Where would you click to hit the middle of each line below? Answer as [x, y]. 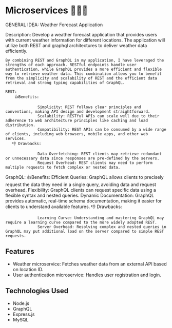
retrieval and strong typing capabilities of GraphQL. [65, 83]
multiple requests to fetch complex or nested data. [63, 167]
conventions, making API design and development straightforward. [78, 111]
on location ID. [28, 269]
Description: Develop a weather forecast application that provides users [81, 34]
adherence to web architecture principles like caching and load [77, 120]
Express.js [24, 314]
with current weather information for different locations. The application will [85, 40]
